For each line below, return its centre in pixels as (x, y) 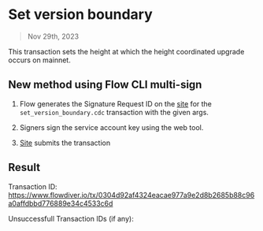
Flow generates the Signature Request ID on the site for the (116, 103)
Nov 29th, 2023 (53, 36)
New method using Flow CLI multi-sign (105, 85)
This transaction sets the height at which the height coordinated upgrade (126, 51)
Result (24, 168)
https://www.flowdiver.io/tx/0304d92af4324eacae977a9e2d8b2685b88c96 (131, 195)
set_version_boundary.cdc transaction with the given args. (114, 112)
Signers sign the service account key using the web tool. (111, 127)
